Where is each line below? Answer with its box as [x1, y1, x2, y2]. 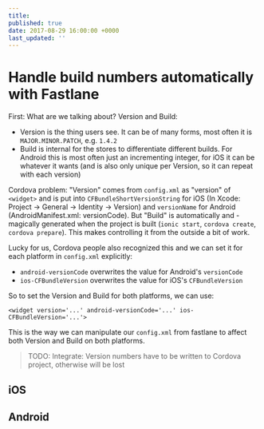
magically [8, 219, 40, 228]
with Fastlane [8, 85, 100, 104]
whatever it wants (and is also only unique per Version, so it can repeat [19, 161, 254, 171]
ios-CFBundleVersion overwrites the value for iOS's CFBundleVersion [19, 276, 243, 285]
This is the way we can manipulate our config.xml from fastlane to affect [8, 328, 247, 337]
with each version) [19, 169, 81, 180]
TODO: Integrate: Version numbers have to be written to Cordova [27, 352, 242, 361]
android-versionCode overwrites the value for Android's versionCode [19, 267, 243, 276]
